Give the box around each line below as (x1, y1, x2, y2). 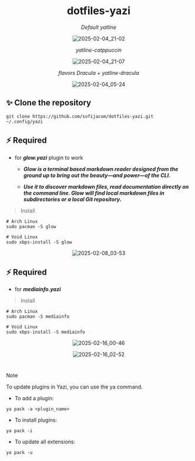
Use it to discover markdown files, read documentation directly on (23, 183, 189, 190)
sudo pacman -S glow (6, 223, 57, 229)
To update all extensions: (14, 438, 75, 445)
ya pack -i (6, 427, 33, 434)
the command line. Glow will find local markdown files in (23, 189, 164, 196)
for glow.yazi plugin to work (14, 154, 83, 161)
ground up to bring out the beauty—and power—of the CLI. (23, 172, 171, 179)
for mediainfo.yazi (14, 286, 61, 293)
